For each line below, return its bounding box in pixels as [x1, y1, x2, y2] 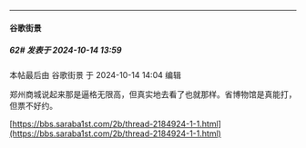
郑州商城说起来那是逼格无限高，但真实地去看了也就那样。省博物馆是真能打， [9, 88, 297, 100]
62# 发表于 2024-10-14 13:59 [9, 44, 122, 55]
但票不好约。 [9, 100, 57, 111]
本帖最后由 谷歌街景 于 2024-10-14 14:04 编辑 [9, 69, 182, 80]
